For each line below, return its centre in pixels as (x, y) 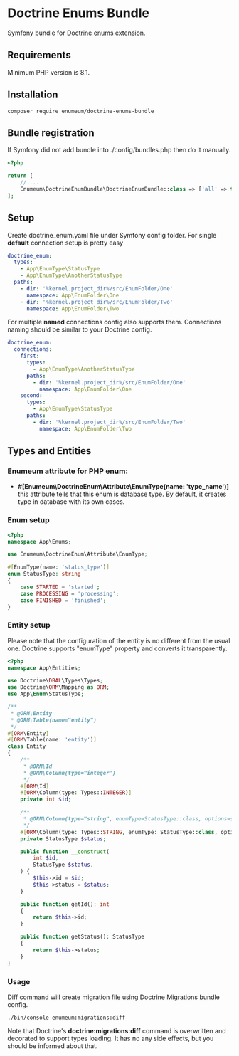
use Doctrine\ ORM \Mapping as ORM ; (59, 687)
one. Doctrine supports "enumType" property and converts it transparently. (117, 648)
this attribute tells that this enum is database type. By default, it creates (122, 494)
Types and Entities (49, 451)
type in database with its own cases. (71, 502)
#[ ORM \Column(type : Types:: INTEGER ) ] (76, 793)
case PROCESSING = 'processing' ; (70, 593)
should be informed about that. (53, 1046)
